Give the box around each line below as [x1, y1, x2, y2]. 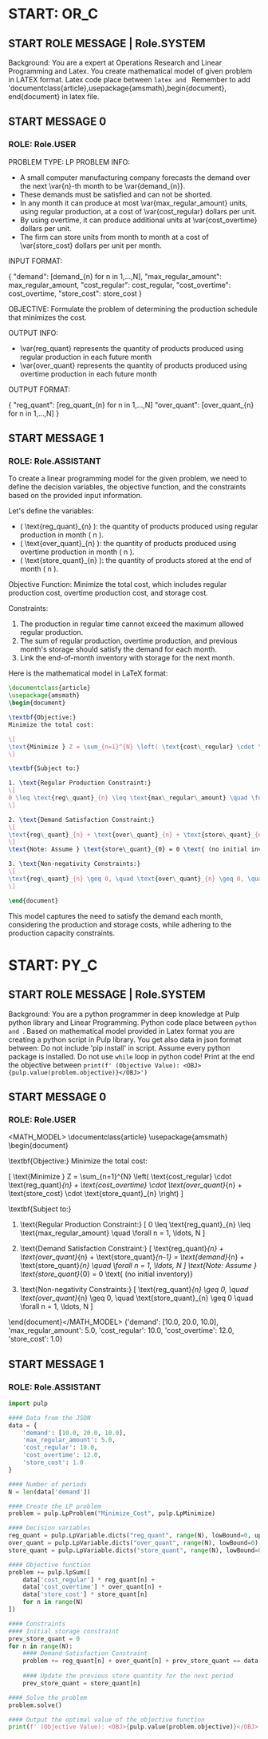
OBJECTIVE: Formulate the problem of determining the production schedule [8, 304, 258, 313]
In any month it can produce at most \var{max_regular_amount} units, [19, 197, 248, 208]
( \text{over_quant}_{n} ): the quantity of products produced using [19, 539, 237, 548]
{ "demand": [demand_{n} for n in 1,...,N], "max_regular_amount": [8, 271, 222, 281]
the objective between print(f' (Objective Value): [8, 1060, 180, 1070]
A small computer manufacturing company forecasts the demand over [19, 173, 251, 182]
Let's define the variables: [8, 506, 94, 516]
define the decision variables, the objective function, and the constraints [8, 482, 246, 492]
